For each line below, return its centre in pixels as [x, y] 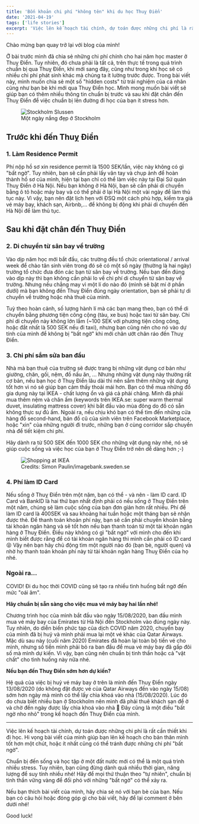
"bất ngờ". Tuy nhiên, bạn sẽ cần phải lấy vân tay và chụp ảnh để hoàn [92, 173]
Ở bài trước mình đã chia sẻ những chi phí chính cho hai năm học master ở [97, 56]
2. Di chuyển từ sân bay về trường [55, 246]
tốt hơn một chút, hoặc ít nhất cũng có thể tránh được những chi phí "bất [95, 743]
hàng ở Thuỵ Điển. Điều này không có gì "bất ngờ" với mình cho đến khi [94, 533]
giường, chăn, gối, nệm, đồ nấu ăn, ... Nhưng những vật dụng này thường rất [99, 374]
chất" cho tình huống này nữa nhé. [48, 659]
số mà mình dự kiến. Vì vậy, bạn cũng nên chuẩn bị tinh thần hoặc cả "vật [96, 653]
